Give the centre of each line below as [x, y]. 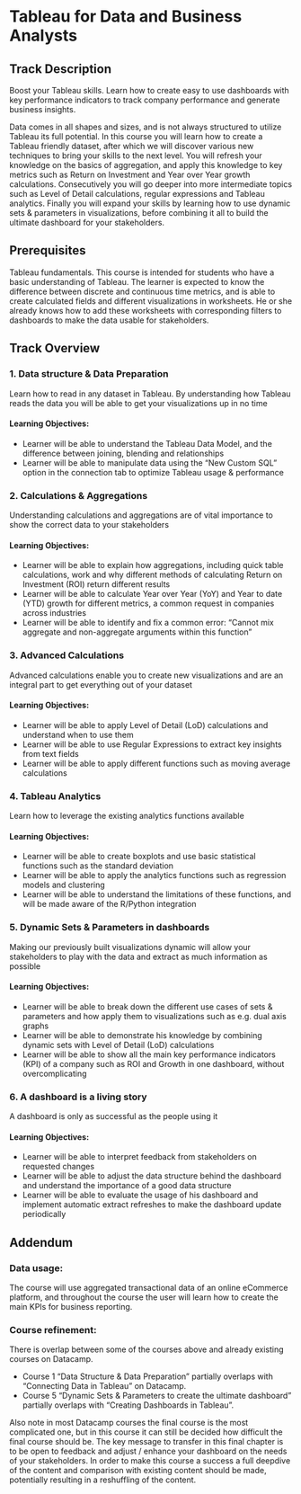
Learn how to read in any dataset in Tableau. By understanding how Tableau [150, 394]
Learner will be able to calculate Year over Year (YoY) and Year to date [152, 594]
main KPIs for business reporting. [71, 1306]
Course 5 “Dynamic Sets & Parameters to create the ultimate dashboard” [157, 1396]
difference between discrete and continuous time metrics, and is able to [142, 291]
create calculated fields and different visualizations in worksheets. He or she [151, 301]
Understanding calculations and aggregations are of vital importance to [142, 515]
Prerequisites [48, 250]
